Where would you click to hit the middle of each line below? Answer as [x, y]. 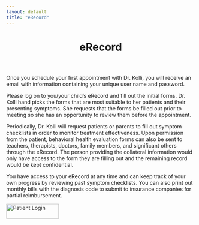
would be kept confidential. [40, 164]
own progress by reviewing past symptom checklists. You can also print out [99, 182]
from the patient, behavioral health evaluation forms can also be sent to [94, 139]
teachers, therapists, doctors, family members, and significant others [91, 145]
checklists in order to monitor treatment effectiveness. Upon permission [95, 133]
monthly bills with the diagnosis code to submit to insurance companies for [99, 189]
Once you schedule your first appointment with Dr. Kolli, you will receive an [99, 77]
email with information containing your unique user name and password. [95, 84]
